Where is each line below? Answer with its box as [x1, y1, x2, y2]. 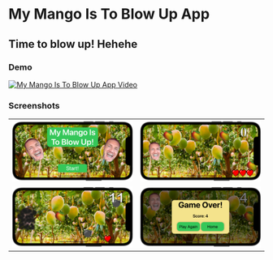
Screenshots [8, 100, 60, 111]
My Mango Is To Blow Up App [8, 5, 210, 23]
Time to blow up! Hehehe [8, 37, 138, 51]
